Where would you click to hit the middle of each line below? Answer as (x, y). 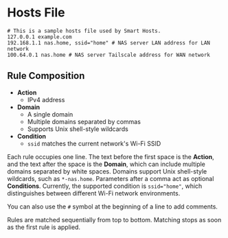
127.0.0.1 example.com (39, 37)
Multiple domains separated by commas (84, 121)
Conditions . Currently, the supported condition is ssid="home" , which (105, 186)
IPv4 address (46, 99)
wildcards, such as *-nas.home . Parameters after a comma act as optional (111, 178)
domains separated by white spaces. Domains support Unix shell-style (107, 171)
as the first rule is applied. (44, 227)
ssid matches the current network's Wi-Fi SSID (94, 143)
